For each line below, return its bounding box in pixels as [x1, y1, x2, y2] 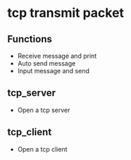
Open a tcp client [17, 144, 68, 153]
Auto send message [17, 59, 76, 68]
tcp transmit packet [7, 5, 125, 21]
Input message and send [17, 67, 89, 75]
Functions [7, 33, 53, 45]
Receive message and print [17, 51, 97, 60]
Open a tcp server [17, 106, 70, 114]
